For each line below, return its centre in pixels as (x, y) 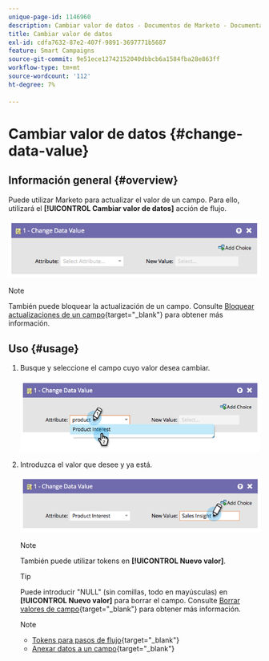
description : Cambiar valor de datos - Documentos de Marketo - (118, 25)
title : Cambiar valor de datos (60, 34)
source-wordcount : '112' (50, 76)
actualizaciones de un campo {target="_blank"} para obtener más (116, 315)
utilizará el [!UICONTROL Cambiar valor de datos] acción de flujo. (117, 208)
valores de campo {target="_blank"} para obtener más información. (130, 609)
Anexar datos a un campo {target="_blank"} (103, 649)
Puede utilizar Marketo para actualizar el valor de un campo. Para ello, (124, 200)
